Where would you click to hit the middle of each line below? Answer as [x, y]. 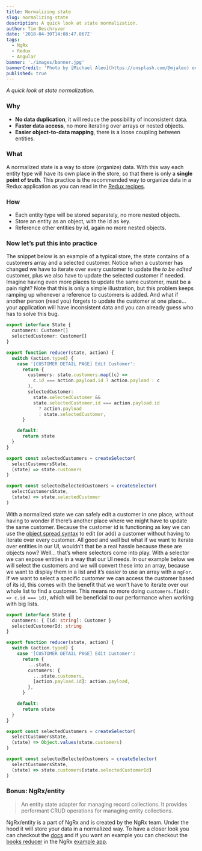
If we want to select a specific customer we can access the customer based [100, 578]
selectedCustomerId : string [47, 626]
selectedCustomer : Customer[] [49, 336]
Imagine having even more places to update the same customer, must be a [99, 282]
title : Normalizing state [38, 12]
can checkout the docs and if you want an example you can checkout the [97, 835]
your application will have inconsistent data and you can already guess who [100, 308]
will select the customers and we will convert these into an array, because [98, 565]
